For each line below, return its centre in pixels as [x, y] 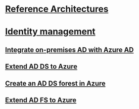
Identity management [50, 32]
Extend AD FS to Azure [41, 100]
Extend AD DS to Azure [41, 67]
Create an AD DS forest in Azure [55, 83]
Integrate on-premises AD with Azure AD [69, 50]
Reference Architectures [57, 9]
